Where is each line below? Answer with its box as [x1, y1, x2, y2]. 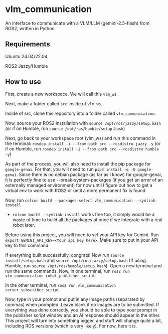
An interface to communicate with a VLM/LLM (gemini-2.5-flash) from [5, 20, 149, 26]
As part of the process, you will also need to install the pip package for [5, 160, 151, 166]
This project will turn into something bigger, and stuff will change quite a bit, [5, 317, 162, 323]
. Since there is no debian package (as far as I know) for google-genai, [16, 172, 162, 178]
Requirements [5, 40, 50, 49]
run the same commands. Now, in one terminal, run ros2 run [5, 268, 130, 274]
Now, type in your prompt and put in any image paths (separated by [5, 296, 145, 302]
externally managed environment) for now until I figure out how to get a [5, 182, 152, 188]
